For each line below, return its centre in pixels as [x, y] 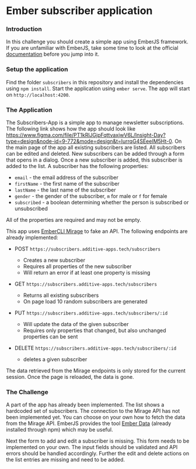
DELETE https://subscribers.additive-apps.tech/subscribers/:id [95, 348]
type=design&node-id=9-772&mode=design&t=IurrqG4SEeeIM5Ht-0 [89, 141]
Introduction [24, 29]
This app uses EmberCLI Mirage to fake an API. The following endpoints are [97, 231]
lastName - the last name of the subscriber [65, 190]
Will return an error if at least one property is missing [87, 273]
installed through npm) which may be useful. [60, 430]
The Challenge [27, 392]
